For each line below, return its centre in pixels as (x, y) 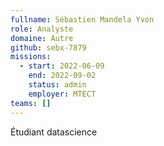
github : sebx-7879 (48, 47)
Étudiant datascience (54, 132)
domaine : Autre (42, 38)
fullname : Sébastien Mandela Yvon (82, 19)
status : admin (57, 85)
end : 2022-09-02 (62, 76)
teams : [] (31, 103)
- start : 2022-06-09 (62, 66)
